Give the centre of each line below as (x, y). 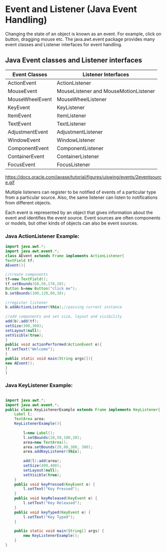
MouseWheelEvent (30, 99)
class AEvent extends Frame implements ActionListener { (65, 256)
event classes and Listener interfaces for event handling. (64, 44)
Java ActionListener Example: (42, 236)
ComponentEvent (28, 148)
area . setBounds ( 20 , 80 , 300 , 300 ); (58, 447)
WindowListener (76, 140)
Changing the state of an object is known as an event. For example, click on (83, 34)
